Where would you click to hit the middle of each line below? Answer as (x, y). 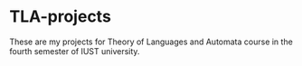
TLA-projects (60, 17)
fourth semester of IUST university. (75, 51)
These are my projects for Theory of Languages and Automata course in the (151, 42)
